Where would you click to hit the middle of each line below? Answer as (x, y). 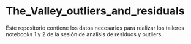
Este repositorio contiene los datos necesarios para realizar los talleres (95, 28)
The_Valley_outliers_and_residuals (95, 11)
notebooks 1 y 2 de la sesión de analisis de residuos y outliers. (84, 34)
